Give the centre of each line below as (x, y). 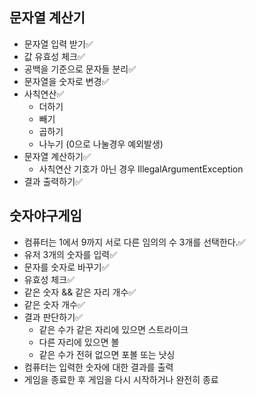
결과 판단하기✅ (53, 317)
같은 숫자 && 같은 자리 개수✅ (80, 292)
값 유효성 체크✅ (54, 56)
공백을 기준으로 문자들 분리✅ (80, 69)
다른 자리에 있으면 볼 (79, 342)
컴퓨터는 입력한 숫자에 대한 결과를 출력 (98, 367)
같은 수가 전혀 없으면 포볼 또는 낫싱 (107, 354)
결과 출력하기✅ (53, 181)
